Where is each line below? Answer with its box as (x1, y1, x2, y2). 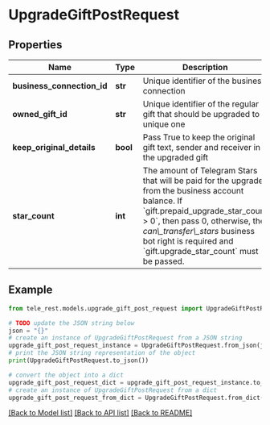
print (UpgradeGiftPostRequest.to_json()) (8, 356, 149, 365)
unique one (142, 119, 186, 130)
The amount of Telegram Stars (142, 165, 258, 176)
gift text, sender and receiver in (142, 142, 261, 152)
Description (182, 62, 228, 73)
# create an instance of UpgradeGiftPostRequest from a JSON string (8, 334, 243, 342)
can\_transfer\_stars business (142, 226, 256, 236)
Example (8, 283, 53, 297)
